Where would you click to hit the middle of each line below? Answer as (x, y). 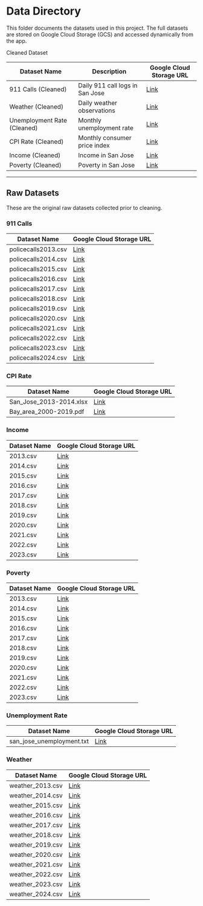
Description (109, 71)
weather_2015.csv (36, 805)
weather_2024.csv (36, 894)
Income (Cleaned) (35, 155)
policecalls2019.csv (38, 309)
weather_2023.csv (36, 884)
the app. (17, 41)
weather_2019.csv (36, 845)
